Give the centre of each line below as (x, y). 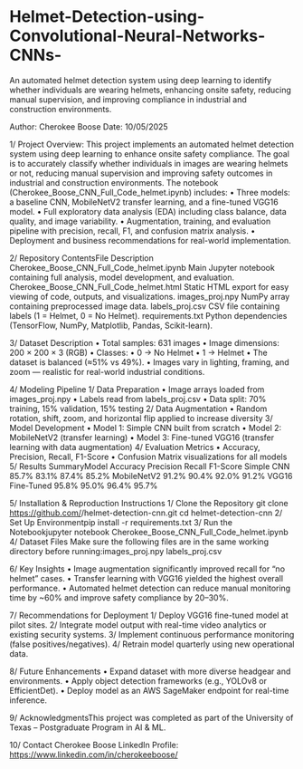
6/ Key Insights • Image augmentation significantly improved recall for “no (147, 569)
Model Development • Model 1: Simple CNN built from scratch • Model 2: (146, 428)
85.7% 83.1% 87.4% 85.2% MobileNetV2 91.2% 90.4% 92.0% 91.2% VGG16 (151, 476)
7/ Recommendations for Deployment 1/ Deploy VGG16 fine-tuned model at (149, 615)
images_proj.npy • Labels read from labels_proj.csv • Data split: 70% (138, 399)
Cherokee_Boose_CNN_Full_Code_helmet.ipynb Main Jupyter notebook (142, 267)
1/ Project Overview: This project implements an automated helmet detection (152, 144)
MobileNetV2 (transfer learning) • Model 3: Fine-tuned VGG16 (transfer (142, 437)
